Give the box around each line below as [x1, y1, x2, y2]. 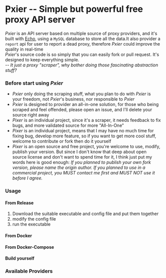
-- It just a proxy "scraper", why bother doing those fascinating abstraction [5, 62, 159, 68]
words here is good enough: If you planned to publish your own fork [12, 160, 151, 166]
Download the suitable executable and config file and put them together [12, 211, 159, 217]
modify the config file [12, 216, 56, 222]
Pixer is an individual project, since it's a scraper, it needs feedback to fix [12, 117, 161, 123]
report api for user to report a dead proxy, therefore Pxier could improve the [5, 41, 161, 47]
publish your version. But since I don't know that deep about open [12, 149, 147, 155]
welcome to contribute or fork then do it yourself [12, 138, 112, 144]
